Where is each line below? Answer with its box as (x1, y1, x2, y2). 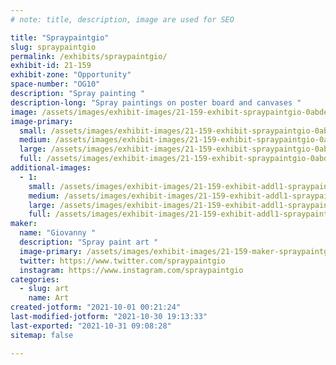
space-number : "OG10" (10, 79, 101, 90)
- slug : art (19, 284, 70, 294)
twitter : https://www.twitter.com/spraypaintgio (19, 256, 226, 266)
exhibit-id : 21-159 (10, 61, 92, 71)
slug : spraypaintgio (10, 42, 97, 52)
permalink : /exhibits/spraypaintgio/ (10, 51, 168, 61)
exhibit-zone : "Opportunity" (10, 70, 132, 80)
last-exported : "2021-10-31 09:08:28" (10, 321, 172, 331)
